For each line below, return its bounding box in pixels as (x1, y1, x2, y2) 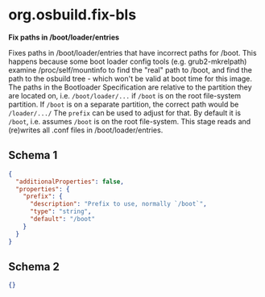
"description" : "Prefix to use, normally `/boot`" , (29, 200, 207, 208)
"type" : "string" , (29, 207, 92, 215)
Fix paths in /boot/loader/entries (8, 32, 119, 42)
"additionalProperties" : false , (15, 178, 125, 186)
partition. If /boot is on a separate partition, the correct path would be (8, 99, 239, 109)
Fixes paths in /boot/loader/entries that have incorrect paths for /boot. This (8, 48, 257, 57)
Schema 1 (8, 148, 58, 162)
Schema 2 (8, 260, 60, 274)
